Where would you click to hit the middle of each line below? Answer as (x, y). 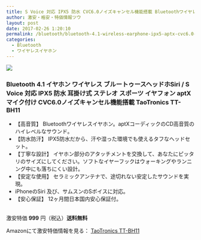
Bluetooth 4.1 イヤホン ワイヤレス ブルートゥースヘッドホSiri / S (98, 84)
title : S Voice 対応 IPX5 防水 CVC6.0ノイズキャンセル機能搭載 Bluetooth (93, 12)
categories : (21, 40)
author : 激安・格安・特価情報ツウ (44, 17)
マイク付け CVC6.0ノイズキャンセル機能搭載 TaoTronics (88, 102)
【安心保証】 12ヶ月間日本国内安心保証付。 (68, 199)
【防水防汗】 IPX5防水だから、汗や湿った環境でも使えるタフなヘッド (100, 139)
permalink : (20, 34)
